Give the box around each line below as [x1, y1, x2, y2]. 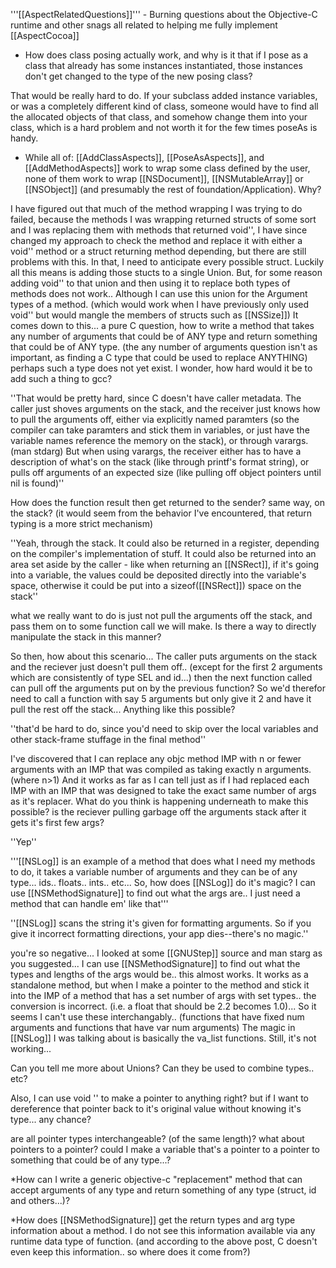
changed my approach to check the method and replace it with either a [10, 235, 303, 246]
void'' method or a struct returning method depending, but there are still [10, 245, 307, 257]
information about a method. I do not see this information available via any [10, 1225, 316, 1236]
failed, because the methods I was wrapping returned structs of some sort [10, 214, 317, 225]
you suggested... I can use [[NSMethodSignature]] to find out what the [10, 958, 301, 969]
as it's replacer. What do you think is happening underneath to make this [10, 795, 309, 807]
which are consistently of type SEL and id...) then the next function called [10, 672, 313, 683]
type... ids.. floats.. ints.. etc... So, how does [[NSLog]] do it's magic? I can [10, 877, 316, 888]
